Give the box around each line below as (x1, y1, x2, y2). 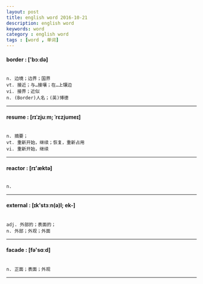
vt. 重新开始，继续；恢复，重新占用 (6, 140, 85, 146)
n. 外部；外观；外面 (6, 228, 51, 234)
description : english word (6, 20, 74, 26)
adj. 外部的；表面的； (6, 222, 56, 228)
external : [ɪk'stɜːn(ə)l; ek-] (6, 202, 76, 209)
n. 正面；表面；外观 (6, 266, 51, 272)
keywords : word (6, 25, 45, 32)
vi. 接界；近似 (6, 88, 40, 94)
